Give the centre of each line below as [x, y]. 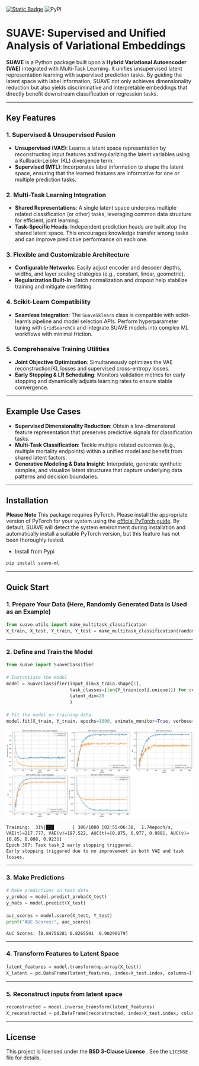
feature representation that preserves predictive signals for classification [103, 432]
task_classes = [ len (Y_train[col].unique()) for [128, 690]
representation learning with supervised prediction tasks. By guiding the [94, 75]
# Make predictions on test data [47, 891]
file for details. [24, 1058]
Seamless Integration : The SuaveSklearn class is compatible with [94, 315]
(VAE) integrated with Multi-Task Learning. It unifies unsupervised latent [94, 68]
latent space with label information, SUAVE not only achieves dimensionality [99, 81]
